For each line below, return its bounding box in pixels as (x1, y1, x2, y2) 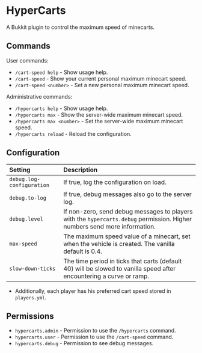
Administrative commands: (6, 93, 73, 100)
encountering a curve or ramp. (63, 272, 149, 280)
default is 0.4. (63, 247, 102, 256)
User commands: (6, 57, 49, 64)
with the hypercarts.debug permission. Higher (63, 215, 192, 223)
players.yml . (14, 293, 47, 301)
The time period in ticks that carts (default (63, 257, 182, 265)
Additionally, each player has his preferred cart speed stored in (14, 287, 171, 295)
